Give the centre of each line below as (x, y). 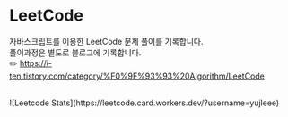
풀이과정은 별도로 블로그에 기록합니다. (75, 52)
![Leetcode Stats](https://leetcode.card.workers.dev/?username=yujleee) (144, 103)
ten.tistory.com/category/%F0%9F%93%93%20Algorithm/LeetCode (137, 76)
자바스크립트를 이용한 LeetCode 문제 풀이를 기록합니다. (106, 41)
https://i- (35, 63)
